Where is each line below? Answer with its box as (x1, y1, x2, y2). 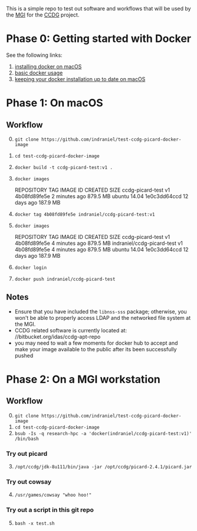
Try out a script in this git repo (6, 506, 94, 514)
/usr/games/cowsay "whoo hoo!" (14, 492, 92, 498)
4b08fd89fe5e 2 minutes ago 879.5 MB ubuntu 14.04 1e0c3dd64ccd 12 (14, 192, 189, 200)
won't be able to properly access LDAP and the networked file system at (14, 314, 191, 321)
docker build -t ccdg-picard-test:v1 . (14, 164, 113, 170)
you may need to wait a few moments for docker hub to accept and (14, 339, 178, 347)
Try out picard (6, 449, 48, 458)
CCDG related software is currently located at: (14, 326, 127, 334)
